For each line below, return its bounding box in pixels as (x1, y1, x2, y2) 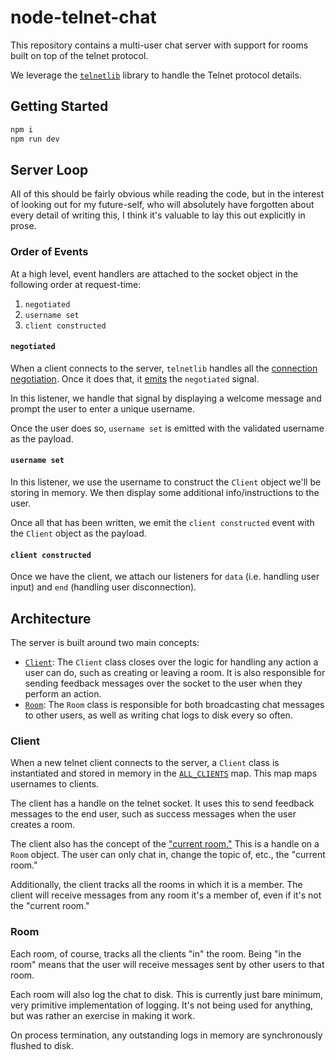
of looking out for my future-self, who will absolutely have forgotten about (10, 199, 315, 211)
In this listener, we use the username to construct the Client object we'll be (10, 476, 322, 488)
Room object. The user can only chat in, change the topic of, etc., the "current (10, 849, 326, 861)
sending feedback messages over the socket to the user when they (24, 677, 303, 690)
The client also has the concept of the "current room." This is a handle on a (10, 838, 320, 850)
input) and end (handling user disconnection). (10, 581, 197, 593)
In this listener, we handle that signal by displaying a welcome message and (10, 392, 322, 404)
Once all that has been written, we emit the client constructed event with (10, 517, 315, 529)
